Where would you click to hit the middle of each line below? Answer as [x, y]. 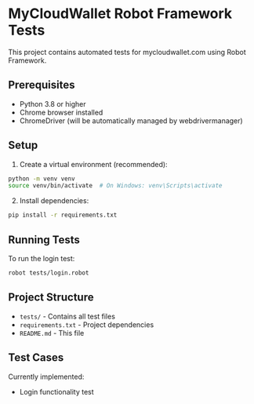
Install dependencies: [54, 201]
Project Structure [51, 298]
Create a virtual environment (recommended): [93, 164]
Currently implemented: [46, 377]
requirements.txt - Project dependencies [87, 324]
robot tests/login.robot [49, 273]
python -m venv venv [42, 178]
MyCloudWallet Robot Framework [120, 14]
